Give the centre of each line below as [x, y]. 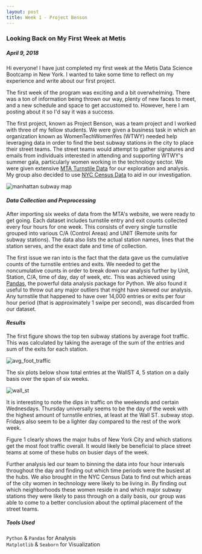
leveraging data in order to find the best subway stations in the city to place [100, 143]
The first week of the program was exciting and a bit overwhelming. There [98, 93]
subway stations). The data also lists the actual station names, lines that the [100, 240]
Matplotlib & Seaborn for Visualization [53, 544]
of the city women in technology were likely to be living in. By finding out [96, 483]
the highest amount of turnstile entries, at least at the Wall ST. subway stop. [100, 415]
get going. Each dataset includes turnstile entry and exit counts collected [97, 220]
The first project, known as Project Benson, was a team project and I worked [101, 124]
